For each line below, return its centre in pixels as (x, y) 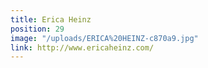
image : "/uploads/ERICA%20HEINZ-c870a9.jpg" (104, 38)
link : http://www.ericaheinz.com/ (82, 47)
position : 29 (37, 29)
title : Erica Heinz (51, 19)
